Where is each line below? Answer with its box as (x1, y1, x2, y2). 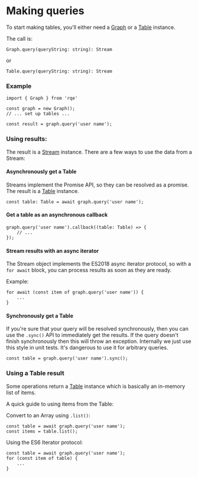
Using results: (6, 135, 47, 143)
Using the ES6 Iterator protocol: (6, 439, 83, 446)
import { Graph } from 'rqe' (6, 96, 78, 102)
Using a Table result (6, 369, 64, 377)
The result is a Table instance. (6, 187, 79, 194)
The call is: (6, 35, 33, 42)
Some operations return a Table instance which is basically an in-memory (6, 383, 186, 390)
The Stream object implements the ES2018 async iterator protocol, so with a (6, 260, 191, 267)
